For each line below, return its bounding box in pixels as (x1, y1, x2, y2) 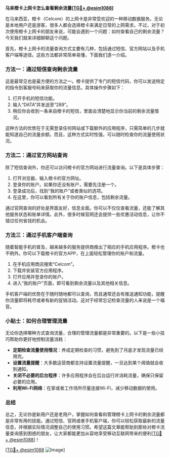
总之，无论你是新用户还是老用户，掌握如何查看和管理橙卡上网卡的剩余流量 (5, 411, 160, 417)
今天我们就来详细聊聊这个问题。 (5, 35, 72, 41)
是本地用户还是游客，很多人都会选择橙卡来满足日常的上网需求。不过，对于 (5, 22, 160, 28)
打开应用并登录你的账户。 (12, 273, 66, 279)
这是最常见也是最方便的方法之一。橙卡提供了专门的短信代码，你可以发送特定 (5, 78, 165, 84)
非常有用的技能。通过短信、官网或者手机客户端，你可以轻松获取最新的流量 (9, 418, 165, 424)
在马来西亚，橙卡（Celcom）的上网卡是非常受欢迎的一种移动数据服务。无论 (5, 16, 163, 22)
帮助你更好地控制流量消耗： (9, 336, 67, 342)
